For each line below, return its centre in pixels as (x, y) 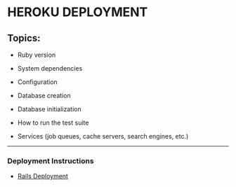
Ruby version (37, 55)
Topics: (24, 38)
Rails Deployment (43, 176)
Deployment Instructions (51, 160)
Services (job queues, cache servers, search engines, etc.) (103, 136)
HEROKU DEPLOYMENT (78, 12)
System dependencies (50, 68)
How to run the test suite (53, 123)
